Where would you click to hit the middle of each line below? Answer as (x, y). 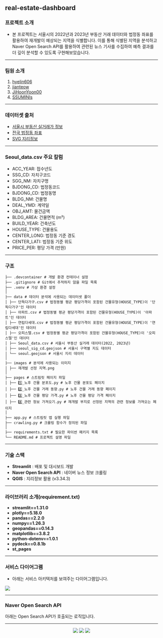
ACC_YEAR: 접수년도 (32, 168)
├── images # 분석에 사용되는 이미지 (38, 363)
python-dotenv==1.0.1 (35, 539)
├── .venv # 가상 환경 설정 (30, 287)
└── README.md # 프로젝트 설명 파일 (38, 437)
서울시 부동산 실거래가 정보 (37, 127)
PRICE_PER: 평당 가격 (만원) (39, 248)
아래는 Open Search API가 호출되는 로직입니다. (50, 617)
